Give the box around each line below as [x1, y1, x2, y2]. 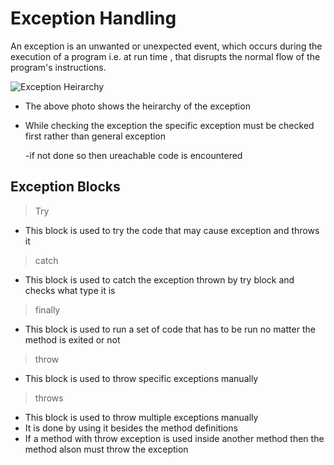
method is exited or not [24, 333, 121, 346]
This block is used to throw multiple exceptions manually [24, 411, 259, 423]
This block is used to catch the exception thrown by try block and [24, 273, 295, 286]
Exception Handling [10, 7, 177, 30]
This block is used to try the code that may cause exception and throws [24, 224, 320, 236]
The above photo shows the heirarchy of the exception [24, 100, 251, 112]
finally [34, 303, 61, 316]
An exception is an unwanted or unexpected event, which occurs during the [10, 40, 323, 52]
